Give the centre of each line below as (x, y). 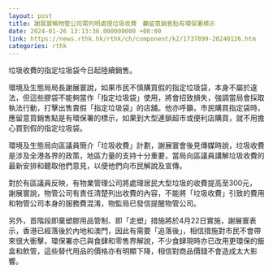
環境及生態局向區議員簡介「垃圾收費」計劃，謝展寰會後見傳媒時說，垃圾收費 (136, 145)
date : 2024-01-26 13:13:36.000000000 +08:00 (85, 31)
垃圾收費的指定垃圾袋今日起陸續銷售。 (72, 71)
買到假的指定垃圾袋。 (51, 128)
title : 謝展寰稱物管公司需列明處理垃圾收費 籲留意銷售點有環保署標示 (112, 24)
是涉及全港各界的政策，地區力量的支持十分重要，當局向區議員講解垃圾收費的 (136, 156)
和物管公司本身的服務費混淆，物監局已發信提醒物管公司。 (104, 203)
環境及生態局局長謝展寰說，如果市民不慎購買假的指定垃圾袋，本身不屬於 (129, 88)
